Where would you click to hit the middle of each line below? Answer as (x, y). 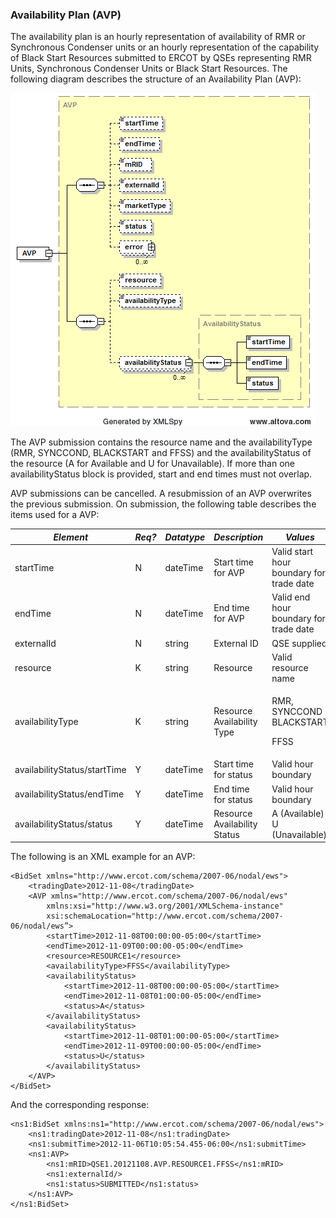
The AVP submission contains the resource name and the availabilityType (161, 442)
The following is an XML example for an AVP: (103, 857)
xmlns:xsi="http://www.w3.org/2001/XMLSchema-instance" (165, 906)
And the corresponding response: (80, 1105)
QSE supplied (299, 643)
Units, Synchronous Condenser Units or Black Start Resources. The (149, 69)
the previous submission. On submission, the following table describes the (163, 504)
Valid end (291, 597)
